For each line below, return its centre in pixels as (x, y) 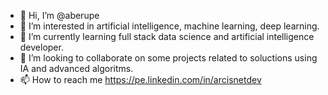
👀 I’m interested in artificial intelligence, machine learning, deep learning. (169, 26)
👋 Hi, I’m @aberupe (59, 15)
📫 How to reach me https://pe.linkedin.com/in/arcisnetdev (140, 79)
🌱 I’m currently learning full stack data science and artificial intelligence (167, 36)
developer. (41, 47)
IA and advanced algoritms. (76, 68)
